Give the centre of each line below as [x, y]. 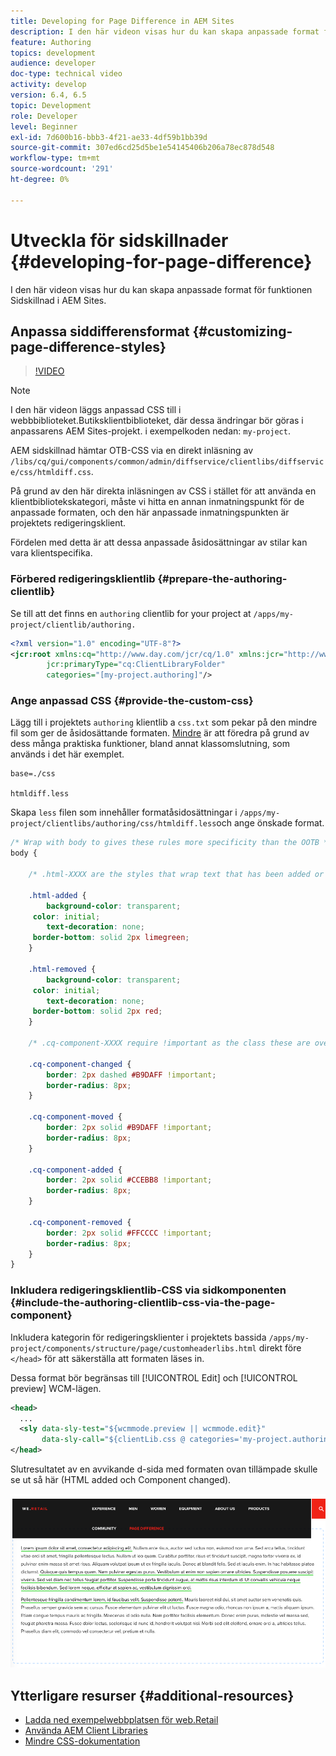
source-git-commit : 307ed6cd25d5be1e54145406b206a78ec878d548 [142, 148]
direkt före [280, 1347]
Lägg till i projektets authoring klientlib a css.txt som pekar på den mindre [164, 722]
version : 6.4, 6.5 [48, 95]
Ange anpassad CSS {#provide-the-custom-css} [132, 701]
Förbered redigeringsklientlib [83, 579]
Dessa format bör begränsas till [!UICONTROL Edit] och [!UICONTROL [154, 1377]
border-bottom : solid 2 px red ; [97, 1011]
